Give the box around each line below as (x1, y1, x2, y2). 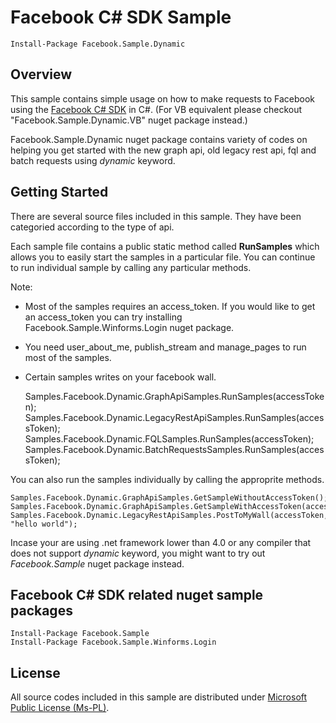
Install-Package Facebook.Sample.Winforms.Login (10, 637, 217, 648)
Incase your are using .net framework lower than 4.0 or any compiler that (10, 536, 312, 548)
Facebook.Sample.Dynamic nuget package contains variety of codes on (10, 133, 308, 145)
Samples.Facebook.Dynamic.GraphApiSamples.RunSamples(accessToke (24, 390, 325, 402)
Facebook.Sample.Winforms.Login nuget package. (24, 321, 235, 333)
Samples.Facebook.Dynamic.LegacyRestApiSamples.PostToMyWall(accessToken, (10, 510, 329, 520)
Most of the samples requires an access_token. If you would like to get (24, 300, 316, 312)
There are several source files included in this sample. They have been (10, 210, 302, 222)
